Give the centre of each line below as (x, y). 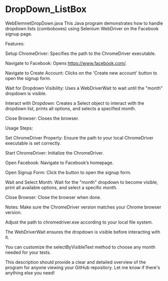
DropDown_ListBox (46, 9)
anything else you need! (30, 272)
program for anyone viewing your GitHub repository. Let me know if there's (83, 267)
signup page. (19, 34)
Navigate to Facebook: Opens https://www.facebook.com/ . (66, 63)
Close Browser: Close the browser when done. (53, 197)
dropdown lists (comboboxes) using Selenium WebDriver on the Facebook (82, 28)
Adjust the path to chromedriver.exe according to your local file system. (79, 222)
